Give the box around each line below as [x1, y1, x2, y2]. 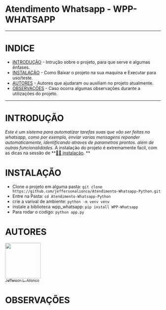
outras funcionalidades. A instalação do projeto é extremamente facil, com [5, 144, 157, 150]
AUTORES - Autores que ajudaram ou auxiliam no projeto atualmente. [12, 80, 154, 86]
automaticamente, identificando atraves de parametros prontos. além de [5, 139, 154, 145]
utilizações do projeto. [12, 90, 58, 96]
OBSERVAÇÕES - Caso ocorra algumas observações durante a [12, 85, 141, 91]
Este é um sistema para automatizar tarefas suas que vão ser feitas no [5, 129, 150, 134]
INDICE [5, 43, 35, 54]
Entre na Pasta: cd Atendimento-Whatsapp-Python [12, 193, 111, 199]
